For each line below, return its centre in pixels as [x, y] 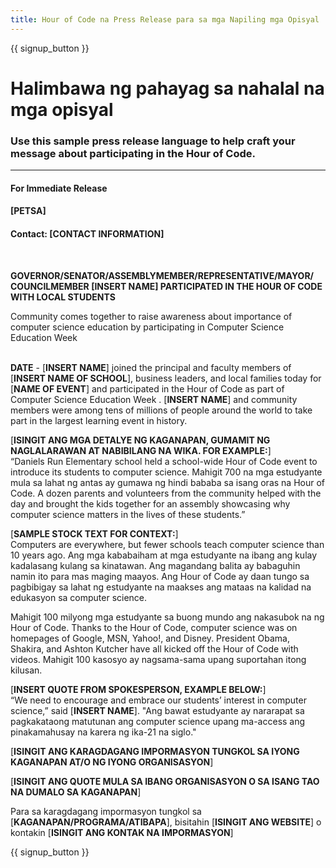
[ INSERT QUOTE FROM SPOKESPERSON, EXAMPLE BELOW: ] [138, 689]
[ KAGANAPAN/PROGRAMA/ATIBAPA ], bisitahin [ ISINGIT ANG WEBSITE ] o [166, 822]
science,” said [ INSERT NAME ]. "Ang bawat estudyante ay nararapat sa [157, 710]
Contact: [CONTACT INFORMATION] [87, 233]
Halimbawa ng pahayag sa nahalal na [167, 88]
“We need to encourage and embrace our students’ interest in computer [158, 700]
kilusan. [26, 670]
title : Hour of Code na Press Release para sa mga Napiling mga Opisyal [165, 19]
